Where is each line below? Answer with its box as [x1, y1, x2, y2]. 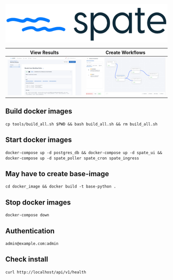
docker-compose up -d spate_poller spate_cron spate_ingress [5, 156, 140, 161]
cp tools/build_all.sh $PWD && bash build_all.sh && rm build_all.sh [5, 121, 158, 127]
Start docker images [5, 136, 72, 144]
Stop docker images [5, 198, 71, 207]
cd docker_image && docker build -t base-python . [5, 184, 116, 189]
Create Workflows [105, 49, 146, 55]
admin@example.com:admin [5, 241, 59, 246]
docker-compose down [5, 213, 50, 218]
